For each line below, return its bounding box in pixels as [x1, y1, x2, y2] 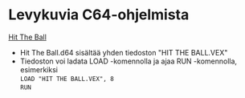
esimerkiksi [19, 64, 59, 74]
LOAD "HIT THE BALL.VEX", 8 [19, 75, 114, 83]
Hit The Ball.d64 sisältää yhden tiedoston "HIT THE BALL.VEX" [19, 47, 228, 57]
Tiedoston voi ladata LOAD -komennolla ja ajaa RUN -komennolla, [19, 56, 238, 66]
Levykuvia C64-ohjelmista [8, 6, 190, 24]
